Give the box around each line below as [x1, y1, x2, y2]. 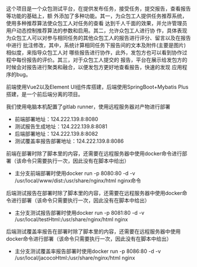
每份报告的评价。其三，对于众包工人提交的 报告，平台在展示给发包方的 [16, 56, 188, 63]
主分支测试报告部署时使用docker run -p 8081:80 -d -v [14, 210, 145, 216]
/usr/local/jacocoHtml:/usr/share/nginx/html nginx [14, 254, 135, 261]
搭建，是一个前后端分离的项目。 [6, 91, 83, 98]
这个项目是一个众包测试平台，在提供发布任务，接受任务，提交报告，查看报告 [6, 5, 191, 12]
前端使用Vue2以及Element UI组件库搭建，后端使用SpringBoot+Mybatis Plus [6, 84, 189, 90]
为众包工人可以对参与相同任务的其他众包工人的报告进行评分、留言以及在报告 [6, 35, 191, 41]
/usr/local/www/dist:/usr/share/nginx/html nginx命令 [14, 177, 142, 184]
